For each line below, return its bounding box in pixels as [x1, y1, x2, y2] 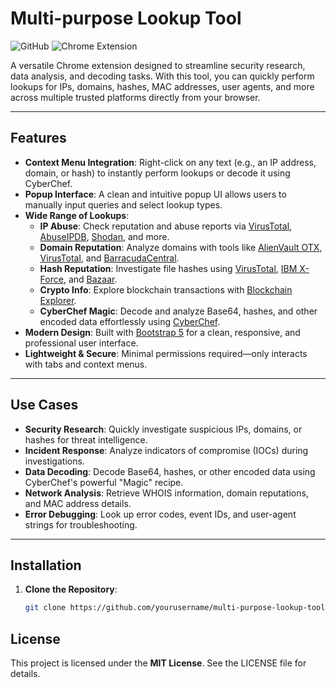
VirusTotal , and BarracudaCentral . [39, 252, 180, 264]
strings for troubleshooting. [24, 518, 138, 531]
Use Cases [10, 397, 79, 414]
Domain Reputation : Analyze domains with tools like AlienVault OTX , [39, 241, 323, 253]
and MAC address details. [24, 497, 132, 509]
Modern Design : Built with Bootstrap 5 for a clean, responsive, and [24, 326, 301, 338]
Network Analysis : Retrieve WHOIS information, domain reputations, [24, 487, 309, 499]
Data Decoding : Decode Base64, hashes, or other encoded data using [24, 465, 316, 477]
